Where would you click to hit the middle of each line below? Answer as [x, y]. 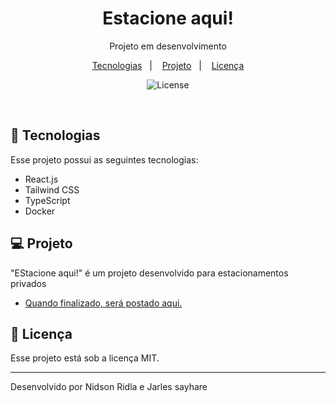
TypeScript [47, 200]
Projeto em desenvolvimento [168, 46]
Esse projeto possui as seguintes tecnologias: [104, 159]
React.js [41, 179]
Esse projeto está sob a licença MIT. [85, 358]
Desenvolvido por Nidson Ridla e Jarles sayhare [109, 387]
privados [28, 283]
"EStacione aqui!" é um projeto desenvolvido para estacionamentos [149, 273]
